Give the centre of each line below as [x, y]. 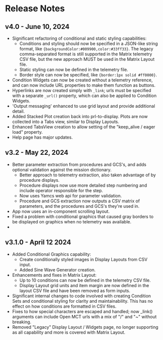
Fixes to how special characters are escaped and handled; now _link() [82, 311]
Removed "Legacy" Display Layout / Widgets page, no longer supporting [85, 327]
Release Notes [35, 9]
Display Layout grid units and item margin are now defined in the [84, 285]
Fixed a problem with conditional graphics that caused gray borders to [83, 217]
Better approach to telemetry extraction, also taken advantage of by [88, 175]
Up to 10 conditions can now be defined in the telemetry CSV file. [85, 280]
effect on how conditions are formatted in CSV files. [64, 306]
